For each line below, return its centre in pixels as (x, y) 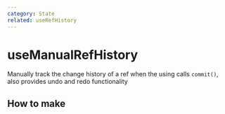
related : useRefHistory (42, 20)
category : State (31, 14)
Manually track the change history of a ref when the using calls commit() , (113, 74)
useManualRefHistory (73, 55)
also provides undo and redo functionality (67, 82)
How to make (37, 103)
